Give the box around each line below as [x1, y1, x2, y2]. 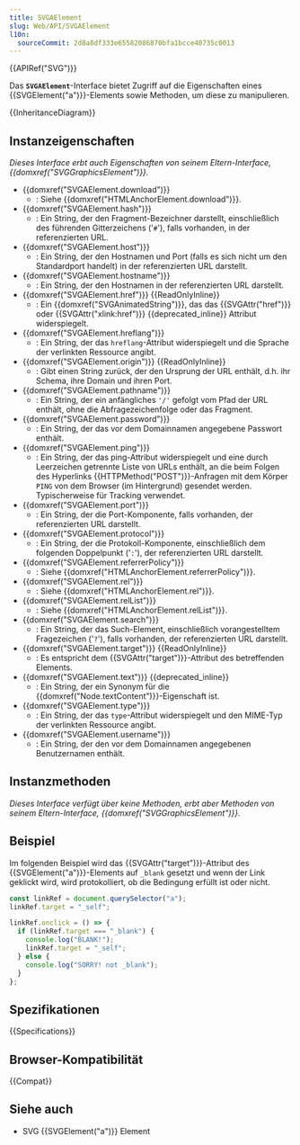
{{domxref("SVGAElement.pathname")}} [22, 385, 172, 396]
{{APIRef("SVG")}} [9, 63, 78, 74]
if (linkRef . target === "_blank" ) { [17, 927, 154, 936]
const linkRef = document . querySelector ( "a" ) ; [9, 894, 187, 903]
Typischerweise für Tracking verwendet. [35, 490, 186, 501]
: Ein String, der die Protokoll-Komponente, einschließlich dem [35, 538, 266, 549]
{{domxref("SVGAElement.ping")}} [22, 443, 151, 453]
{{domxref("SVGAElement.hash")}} [22, 203, 153, 214]
